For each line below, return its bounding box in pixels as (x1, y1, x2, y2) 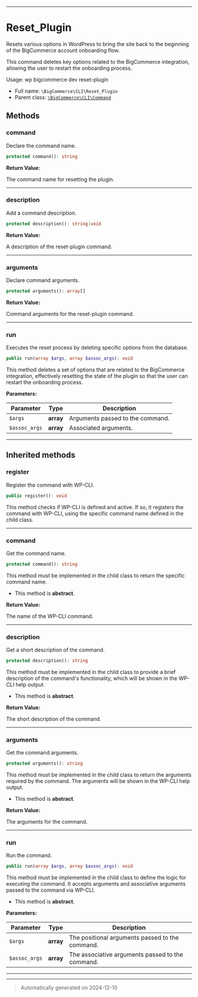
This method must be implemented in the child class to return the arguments (6, 771, 192, 778)
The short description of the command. (6, 715, 101, 722)
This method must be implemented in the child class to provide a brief (6, 668, 176, 675)
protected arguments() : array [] (6, 288, 85, 294)
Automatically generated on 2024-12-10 (20, 984, 118, 991)
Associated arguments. (68, 424, 133, 432)
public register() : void (6, 493, 67, 499)
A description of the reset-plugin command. (6, 243, 113, 250)
